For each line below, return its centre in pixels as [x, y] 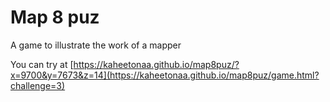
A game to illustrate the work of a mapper [96, 45]
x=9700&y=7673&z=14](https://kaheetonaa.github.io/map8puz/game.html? [165, 75]
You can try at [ [42, 64]
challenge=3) [38, 85]
